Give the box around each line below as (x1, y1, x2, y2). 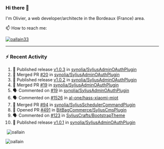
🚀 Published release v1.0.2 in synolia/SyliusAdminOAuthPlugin (12, 76, 137, 82)
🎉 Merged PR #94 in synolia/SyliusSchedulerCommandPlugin (12, 102, 136, 108)
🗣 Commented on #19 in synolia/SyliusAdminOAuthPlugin (12, 87, 129, 93)
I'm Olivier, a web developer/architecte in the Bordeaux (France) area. (5, 16, 145, 21)
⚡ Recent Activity (5, 54, 48, 60)
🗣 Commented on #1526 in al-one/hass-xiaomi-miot (12, 94, 119, 100)
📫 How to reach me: (5, 25, 47, 31)
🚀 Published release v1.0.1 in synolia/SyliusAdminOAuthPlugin (12, 119, 136, 125)
